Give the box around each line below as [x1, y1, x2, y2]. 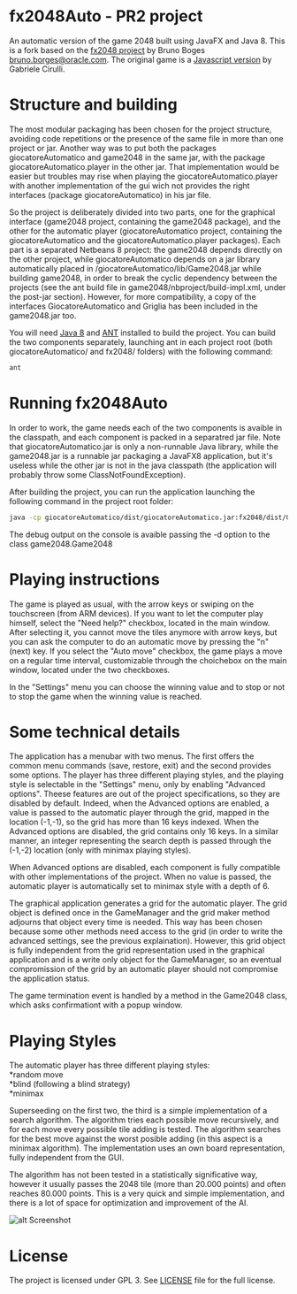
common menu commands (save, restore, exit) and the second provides [9, 761, 271, 771]
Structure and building [9, 95, 179, 115]
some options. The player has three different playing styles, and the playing [9, 770, 285, 780]
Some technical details [9, 722, 181, 742]
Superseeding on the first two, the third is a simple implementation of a [9, 1106, 268, 1116]
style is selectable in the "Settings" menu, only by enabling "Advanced [9, 779, 266, 790]
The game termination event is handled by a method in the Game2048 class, [9, 991, 288, 1001]
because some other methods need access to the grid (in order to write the [9, 926, 283, 937]
